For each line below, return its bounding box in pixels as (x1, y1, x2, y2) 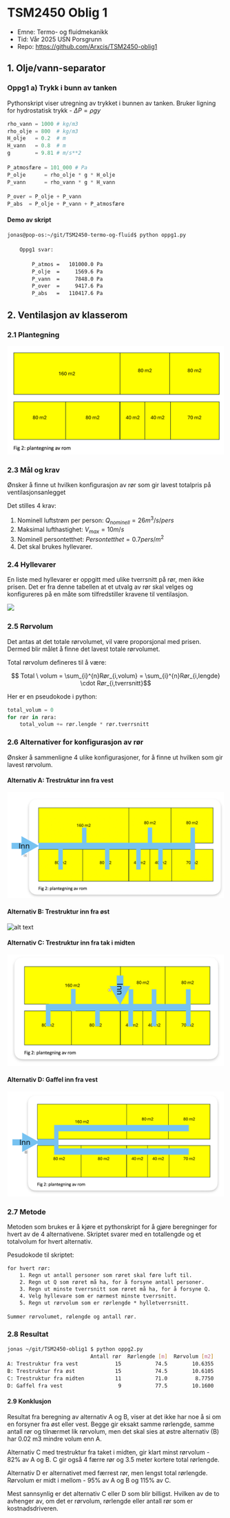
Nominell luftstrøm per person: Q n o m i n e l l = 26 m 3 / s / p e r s (17, 515, 174, 526)
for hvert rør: (7, 1265, 51, 1272)
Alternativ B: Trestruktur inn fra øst (7, 907, 110, 916)
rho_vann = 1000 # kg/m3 (7, 120, 79, 127)
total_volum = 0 (7, 706, 54, 713)
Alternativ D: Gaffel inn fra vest (7, 1076, 98, 1084)
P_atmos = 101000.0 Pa (32, 260, 103, 267)
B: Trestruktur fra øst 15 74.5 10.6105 (7, 1368, 214, 1375)
